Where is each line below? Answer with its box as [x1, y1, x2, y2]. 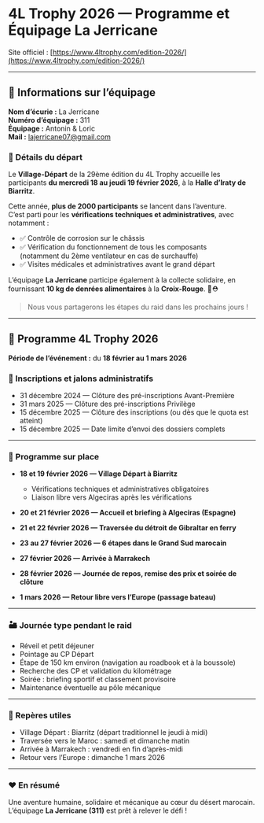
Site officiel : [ [8, 47, 53, 57]
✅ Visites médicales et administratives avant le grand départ [19, 260, 215, 269]
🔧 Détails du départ [8, 151, 83, 162]
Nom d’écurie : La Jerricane [8, 107, 100, 116]
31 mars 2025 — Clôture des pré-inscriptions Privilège [19, 399, 196, 409]
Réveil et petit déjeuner [19, 640, 95, 650]
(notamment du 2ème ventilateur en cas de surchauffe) [19, 251, 199, 260]
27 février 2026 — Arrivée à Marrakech [19, 554, 151, 563]
